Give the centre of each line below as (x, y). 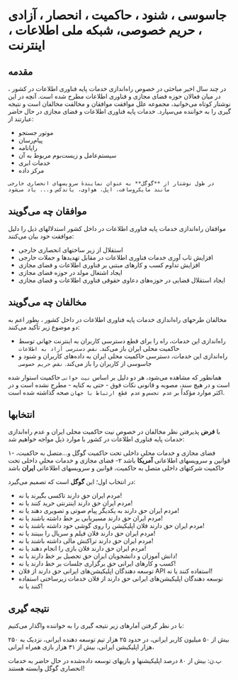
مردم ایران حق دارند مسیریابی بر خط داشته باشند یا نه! (91, 518)
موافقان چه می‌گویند (47, 211)
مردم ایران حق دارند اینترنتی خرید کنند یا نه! (75, 503)
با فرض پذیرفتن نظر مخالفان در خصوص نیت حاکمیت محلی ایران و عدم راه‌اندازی (114, 432)
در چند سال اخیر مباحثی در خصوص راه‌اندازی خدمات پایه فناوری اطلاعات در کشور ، (117, 88)
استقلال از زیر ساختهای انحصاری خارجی (70, 249)
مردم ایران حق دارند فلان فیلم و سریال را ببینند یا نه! (87, 534)
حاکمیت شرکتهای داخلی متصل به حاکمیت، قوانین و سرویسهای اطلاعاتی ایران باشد (117, 468)
